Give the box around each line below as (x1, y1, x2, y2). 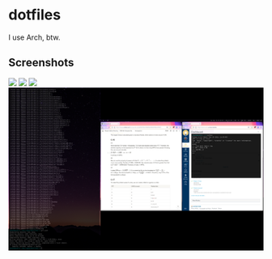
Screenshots (8, 56, 74, 70)
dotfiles (8, 6, 62, 24)
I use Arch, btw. (8, 32, 61, 42)
